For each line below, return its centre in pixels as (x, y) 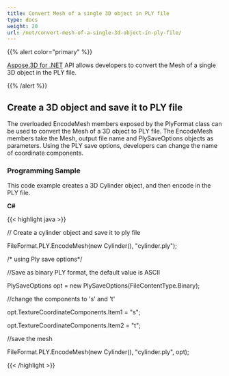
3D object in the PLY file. (42, 73)
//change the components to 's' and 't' (61, 299)
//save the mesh (30, 339)
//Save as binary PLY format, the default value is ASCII (84, 273)
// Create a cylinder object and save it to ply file (74, 233)
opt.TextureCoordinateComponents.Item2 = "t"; (74, 325)
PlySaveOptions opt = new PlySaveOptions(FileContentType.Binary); (104, 286)
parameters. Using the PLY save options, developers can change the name (112, 146)
